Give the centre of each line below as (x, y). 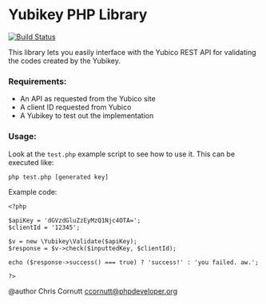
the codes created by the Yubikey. (65, 61)
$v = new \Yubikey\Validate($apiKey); (73, 241)
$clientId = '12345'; (44, 227)
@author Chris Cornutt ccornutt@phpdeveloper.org (93, 291)
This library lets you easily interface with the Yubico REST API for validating (133, 52)
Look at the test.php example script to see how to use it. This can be (122, 154)
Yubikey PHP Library (78, 15)
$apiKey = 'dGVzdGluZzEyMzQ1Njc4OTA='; (75, 220)
